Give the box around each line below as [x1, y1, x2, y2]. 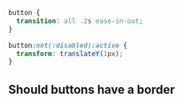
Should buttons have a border [8, 82, 175, 97]
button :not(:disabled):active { [8, 41, 127, 50]
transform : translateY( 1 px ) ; [16, 49, 124, 58]
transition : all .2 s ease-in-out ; [16, 16, 143, 26]
